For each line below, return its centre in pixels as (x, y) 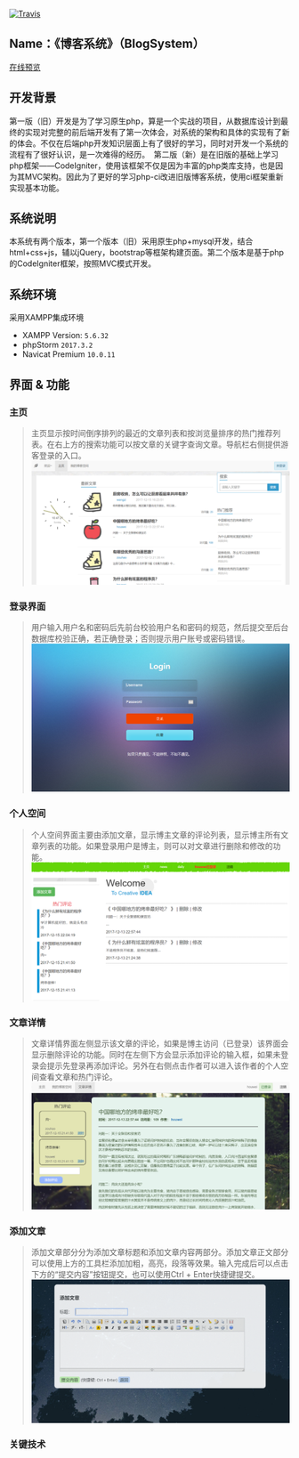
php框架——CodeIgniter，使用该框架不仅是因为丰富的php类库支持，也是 (142, 166)
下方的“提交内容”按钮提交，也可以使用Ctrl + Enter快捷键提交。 (145, 1275)
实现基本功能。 (36, 188)
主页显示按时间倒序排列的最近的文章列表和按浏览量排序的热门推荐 (152, 433)
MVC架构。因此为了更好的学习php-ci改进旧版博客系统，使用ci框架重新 (154, 176)
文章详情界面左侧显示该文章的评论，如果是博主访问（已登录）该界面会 (160, 1044)
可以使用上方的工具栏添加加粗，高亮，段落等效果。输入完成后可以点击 (160, 1263)
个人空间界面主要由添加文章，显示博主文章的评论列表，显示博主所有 (156, 834)
